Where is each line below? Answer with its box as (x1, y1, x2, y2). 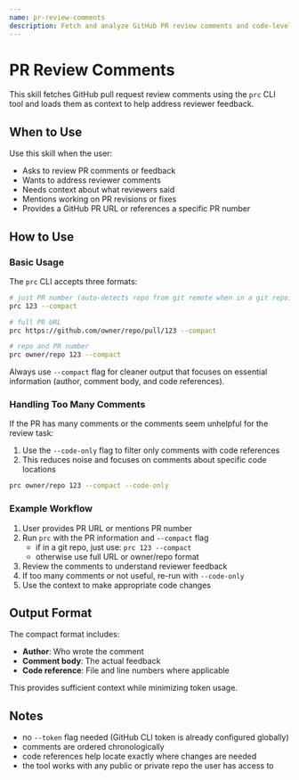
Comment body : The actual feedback (21, 656, 161, 667)
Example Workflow (9, 503, 93, 515)
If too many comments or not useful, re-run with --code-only (21, 570, 245, 580)
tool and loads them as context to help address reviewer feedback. (9, 99, 255, 110)
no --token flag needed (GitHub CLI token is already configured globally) (21, 732, 289, 743)
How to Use (9, 229, 75, 244)
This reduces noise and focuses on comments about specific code (21, 455, 267, 465)
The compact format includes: (9, 629, 120, 640)
